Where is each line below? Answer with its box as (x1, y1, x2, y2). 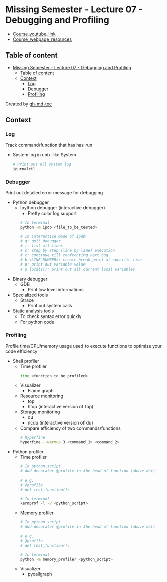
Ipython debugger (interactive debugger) (20, 205, 105, 211)
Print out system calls (27, 303, 72, 309)
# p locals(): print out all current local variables (20, 267, 135, 272)
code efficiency (5, 348, 38, 354)
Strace (20, 297, 34, 303)
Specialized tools (12, 292, 48, 298)
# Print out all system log (12, 162, 71, 167)
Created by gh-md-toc (5, 101, 52, 107)
